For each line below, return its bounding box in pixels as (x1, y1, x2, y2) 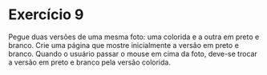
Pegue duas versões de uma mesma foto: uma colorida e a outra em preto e (8, 32, 260, 41)
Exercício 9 (8, 6, 84, 24)
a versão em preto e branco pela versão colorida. (8, 57, 171, 67)
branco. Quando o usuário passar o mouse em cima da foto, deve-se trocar (8, 49, 258, 58)
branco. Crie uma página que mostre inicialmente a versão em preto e (8, 40, 239, 49)
